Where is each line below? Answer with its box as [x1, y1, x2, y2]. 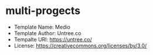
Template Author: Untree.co [13, 29, 81, 36]
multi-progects [5, 4, 81, 18]
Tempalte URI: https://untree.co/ [13, 36, 92, 43]
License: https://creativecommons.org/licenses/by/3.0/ [13, 42, 147, 49]
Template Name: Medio [13, 23, 71, 30]
